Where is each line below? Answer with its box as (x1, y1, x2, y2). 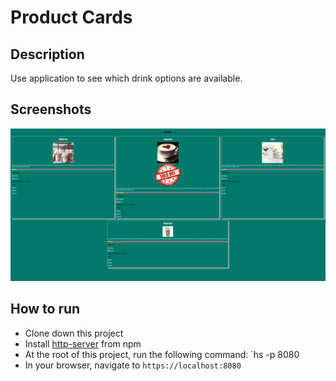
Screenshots (10, 101, 92, 118)
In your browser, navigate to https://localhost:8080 (24, 359, 242, 371)
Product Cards (10, 6, 133, 29)
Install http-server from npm (24, 337, 142, 350)
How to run (10, 301, 81, 318)
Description (10, 46, 85, 63)
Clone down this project (24, 327, 124, 339)
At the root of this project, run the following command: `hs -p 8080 (24, 348, 300, 360)
